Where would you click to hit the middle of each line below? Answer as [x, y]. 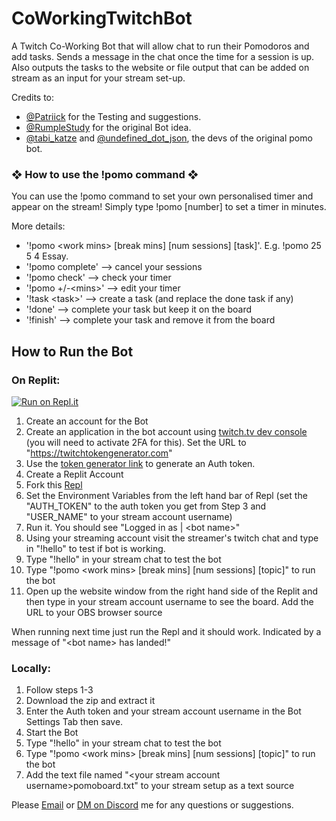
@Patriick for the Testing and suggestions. [113, 116]
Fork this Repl [54, 484]
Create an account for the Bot [87, 421]
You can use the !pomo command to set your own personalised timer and [162, 196]
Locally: [31, 668]
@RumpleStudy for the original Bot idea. [108, 127]
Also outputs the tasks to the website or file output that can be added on [160, 67]
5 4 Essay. [47, 256]
